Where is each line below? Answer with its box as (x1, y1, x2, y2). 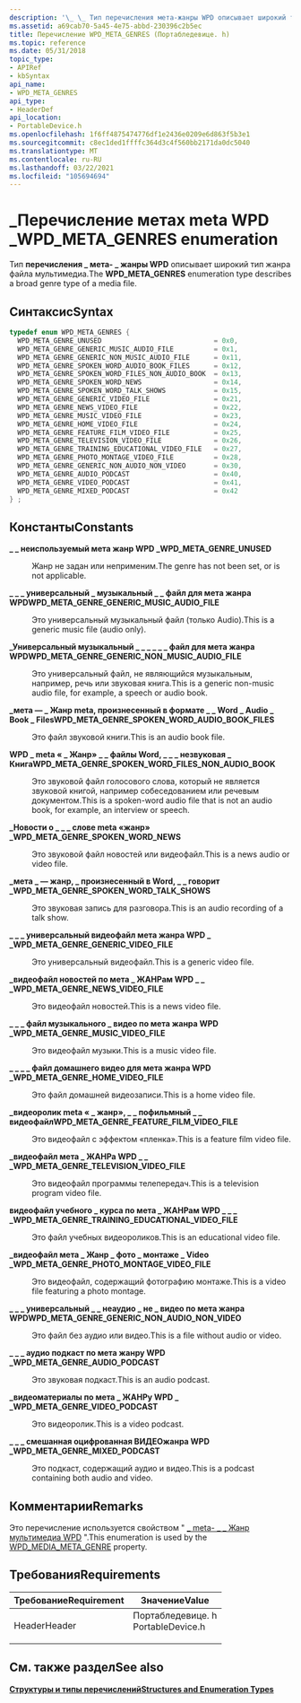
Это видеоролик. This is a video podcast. (31, 1419, 185, 1429)
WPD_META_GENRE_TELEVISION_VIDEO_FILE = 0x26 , (17, 436, 243, 445)
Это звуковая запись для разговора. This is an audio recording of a (31, 903, 284, 913)
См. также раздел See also (9, 1660, 164, 1675)
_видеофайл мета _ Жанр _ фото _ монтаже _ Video (9, 1249, 209, 1261)
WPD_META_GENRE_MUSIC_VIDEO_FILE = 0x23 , (17, 411, 243, 420)
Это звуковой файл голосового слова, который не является (31, 776, 260, 787)
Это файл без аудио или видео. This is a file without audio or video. (31, 1330, 282, 1341)
